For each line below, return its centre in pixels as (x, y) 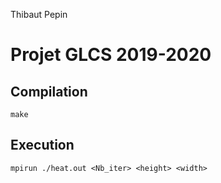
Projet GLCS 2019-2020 (111, 55)
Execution (42, 145)
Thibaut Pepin (39, 14)
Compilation (49, 91)
